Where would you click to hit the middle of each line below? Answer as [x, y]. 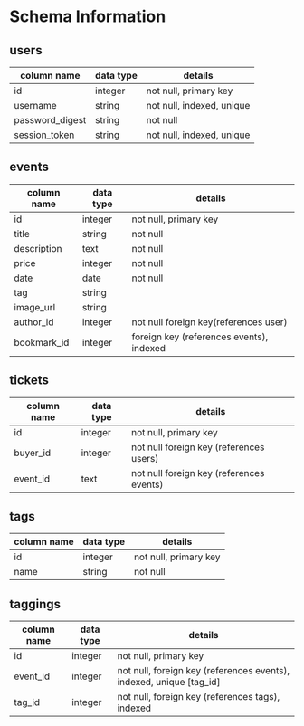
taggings [35, 604]
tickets [29, 381]
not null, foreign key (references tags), [199, 697]
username [35, 105]
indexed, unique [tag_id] [169, 683]
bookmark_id [42, 342]
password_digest [50, 120]
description [38, 248]
